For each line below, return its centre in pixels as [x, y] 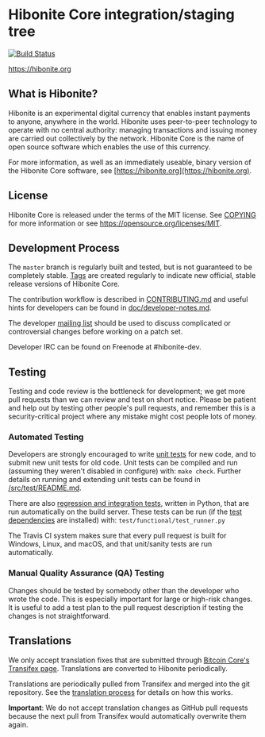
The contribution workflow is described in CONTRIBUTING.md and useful [128, 299]
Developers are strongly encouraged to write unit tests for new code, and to [132, 454]
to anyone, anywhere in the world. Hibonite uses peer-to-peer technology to [133, 122]
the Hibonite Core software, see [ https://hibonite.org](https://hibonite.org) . [130, 170]
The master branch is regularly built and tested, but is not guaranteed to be [130, 267]
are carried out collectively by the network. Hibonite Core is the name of [126, 138]
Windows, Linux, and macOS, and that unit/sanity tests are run [110, 544]
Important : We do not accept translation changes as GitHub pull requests [128, 708]
